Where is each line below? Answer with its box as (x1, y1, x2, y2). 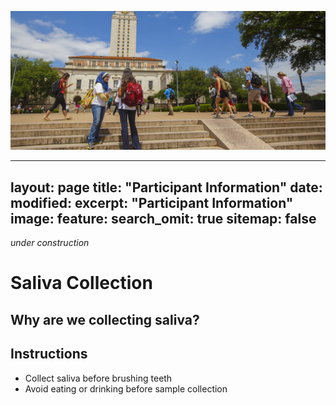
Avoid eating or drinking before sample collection (24, 382, 228, 395)
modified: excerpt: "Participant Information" (10, 194, 294, 211)
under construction (10, 237, 90, 249)
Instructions (10, 346, 88, 363)
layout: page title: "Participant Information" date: (10, 179, 323, 196)
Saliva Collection (10, 272, 153, 295)
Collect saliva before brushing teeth (24, 372, 173, 384)
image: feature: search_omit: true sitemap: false (10, 210, 317, 227)
